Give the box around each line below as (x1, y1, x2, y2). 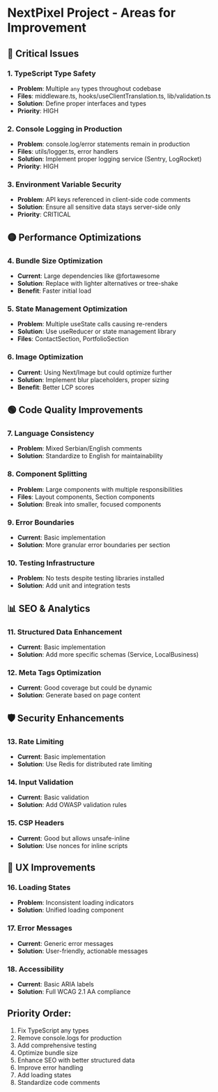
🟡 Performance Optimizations (7, 231, 141, 243)
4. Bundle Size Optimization (7, 256, 103, 265)
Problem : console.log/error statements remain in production (17, 140, 190, 148)
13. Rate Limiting (7, 736, 64, 746)
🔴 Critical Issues (7, 48, 79, 59)
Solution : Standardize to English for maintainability (17, 452, 164, 460)
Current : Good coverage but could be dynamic (17, 683, 153, 692)
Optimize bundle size (17, 1048, 78, 1056)
